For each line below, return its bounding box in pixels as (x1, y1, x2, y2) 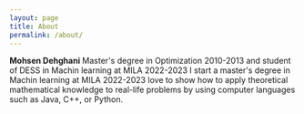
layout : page (9, 13, 59, 23)
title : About (9, 22, 59, 31)
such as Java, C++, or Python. (9, 94, 124, 105)
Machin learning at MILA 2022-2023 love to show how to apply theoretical (9, 75, 289, 86)
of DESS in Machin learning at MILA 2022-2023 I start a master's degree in (9, 65, 291, 76)
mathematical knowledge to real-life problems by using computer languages (9, 84, 296, 96)
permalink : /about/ (9, 30, 84, 39)
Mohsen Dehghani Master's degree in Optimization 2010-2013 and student (9, 56, 291, 67)
